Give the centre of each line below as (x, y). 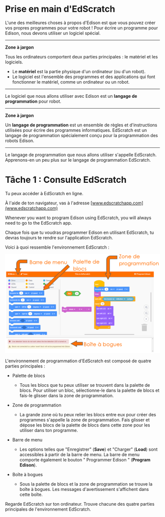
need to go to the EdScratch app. (39, 223)
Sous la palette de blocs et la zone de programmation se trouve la (86, 484)
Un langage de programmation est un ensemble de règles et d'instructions (81, 125)
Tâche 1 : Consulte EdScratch (66, 180)
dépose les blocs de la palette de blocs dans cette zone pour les (85, 425)
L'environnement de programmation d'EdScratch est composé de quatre (78, 361)
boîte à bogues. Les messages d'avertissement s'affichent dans (84, 489)
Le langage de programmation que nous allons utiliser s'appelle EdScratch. (81, 155)
